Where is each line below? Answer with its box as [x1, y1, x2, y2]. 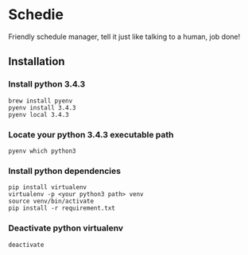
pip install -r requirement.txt [8, 204, 115, 212]
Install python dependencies [8, 165, 122, 176]
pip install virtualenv [8, 184, 87, 191]
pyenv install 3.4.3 [8, 103, 77, 112]
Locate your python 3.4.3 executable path [8, 129, 174, 140]
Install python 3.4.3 [8, 79, 86, 90]
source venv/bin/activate [8, 197, 94, 206]
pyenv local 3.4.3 [8, 110, 69, 118]
